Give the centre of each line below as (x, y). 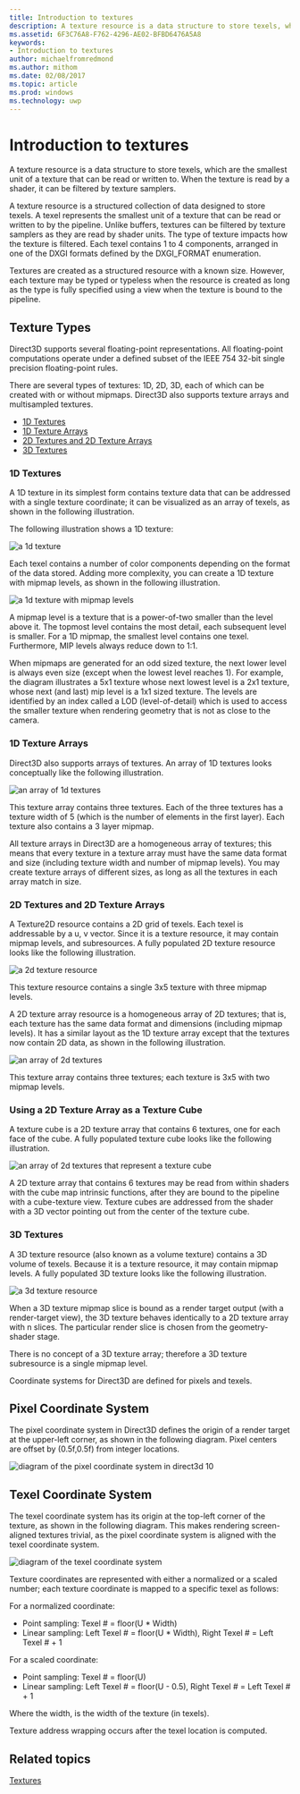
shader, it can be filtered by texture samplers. (93, 189)
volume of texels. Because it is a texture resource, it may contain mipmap (144, 1264)
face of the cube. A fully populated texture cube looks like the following (141, 1139)
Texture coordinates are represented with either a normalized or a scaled (143, 1579)
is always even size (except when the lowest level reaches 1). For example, (146, 673)
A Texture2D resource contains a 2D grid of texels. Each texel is (126, 924)
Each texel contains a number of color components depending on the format (150, 563)
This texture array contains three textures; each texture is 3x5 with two (140, 1078)
